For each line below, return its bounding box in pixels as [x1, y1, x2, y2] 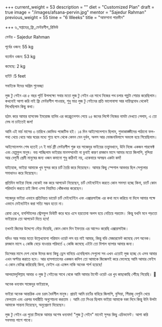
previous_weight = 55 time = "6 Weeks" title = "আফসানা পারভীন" [5, 15, 125, 20]
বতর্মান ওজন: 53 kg [5, 54, 36, 59]
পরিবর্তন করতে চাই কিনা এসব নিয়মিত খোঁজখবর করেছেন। [5, 185, 84, 191]
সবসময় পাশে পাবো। [5, 317, 34, 323]
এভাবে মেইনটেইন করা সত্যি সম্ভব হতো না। [5, 201, 65, 206]
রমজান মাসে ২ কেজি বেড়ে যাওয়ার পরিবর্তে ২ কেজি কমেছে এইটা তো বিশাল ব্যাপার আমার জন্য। [5, 241, 135, 246]
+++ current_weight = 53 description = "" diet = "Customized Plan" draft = [5, 4, 155, 10]
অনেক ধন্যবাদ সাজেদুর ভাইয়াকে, [5, 281, 50, 287]
